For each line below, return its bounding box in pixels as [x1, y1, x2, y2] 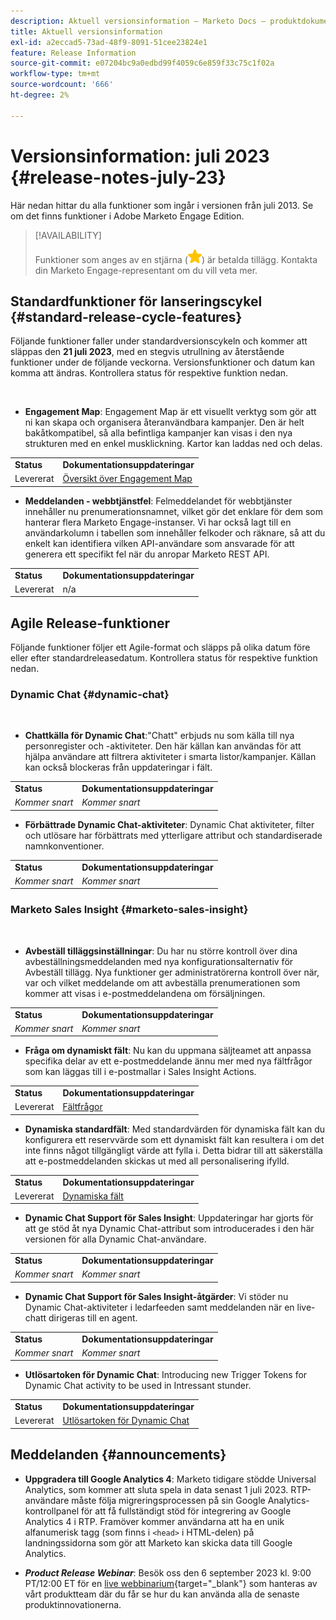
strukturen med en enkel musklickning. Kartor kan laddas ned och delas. [24, 438, 323, 450]
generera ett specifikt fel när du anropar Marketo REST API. [24, 548, 270, 560]
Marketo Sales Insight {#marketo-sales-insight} [10, 903, 249, 917]
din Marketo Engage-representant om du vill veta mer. [34, 264, 258, 276]
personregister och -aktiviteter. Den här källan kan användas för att [24, 740, 302, 752]
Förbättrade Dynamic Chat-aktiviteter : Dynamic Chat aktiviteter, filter [24, 818, 315, 830]
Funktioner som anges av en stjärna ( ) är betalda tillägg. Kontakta [34, 253, 318, 265]
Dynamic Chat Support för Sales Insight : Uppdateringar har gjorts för [24, 1212, 314, 1224]
